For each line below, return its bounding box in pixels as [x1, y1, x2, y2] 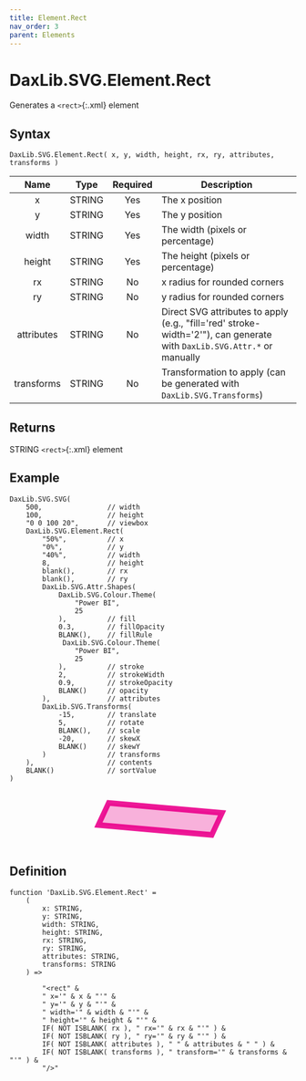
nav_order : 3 [9, 22, 59, 31]
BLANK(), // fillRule [57, 630, 153, 639]
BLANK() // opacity [57, 686, 148, 695]
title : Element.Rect [9, 13, 88, 23]
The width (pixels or [161, 223, 248, 236]
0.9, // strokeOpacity [57, 678, 173, 687]
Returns [9, 420, 56, 435]
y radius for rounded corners [161, 291, 285, 304]
